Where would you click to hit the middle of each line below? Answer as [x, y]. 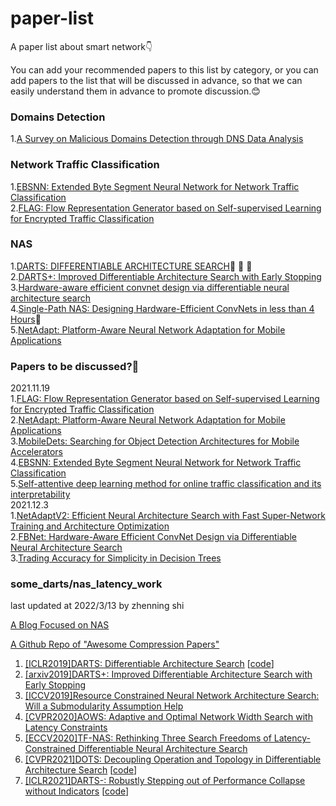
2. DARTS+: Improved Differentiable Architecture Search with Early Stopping [166, 276]
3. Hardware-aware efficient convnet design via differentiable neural [150, 287]
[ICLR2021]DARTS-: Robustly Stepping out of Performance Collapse [165, 781]
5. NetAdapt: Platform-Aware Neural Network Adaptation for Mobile [148, 329]
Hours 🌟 [26, 319]
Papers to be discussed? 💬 [75, 366]
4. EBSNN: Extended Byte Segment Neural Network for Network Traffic [156, 463]
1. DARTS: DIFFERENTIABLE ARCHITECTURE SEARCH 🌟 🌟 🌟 [131, 266]
